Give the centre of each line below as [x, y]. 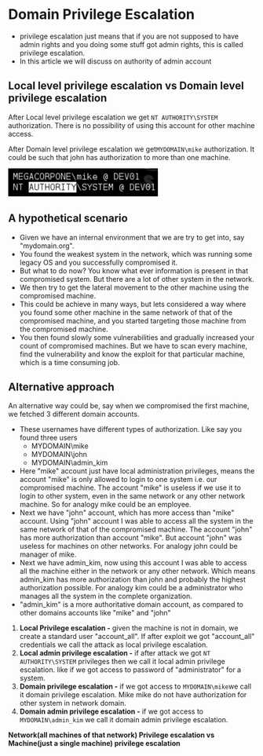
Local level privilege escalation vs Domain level [126, 86]
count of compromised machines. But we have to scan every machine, [133, 345]
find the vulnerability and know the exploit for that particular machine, [132, 354]
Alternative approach [62, 387]
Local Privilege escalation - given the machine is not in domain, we [129, 628]
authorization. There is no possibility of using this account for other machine [131, 125]
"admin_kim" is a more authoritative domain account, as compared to [131, 604]
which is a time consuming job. [69, 362]
